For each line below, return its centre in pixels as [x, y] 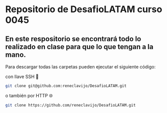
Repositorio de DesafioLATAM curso [84, 9]
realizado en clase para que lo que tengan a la [79, 47]
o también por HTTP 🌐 [29, 95]
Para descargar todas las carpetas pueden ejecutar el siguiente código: [80, 67]
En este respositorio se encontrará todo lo [73, 39]
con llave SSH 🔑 [22, 77]
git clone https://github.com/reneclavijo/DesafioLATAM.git [71, 105]
